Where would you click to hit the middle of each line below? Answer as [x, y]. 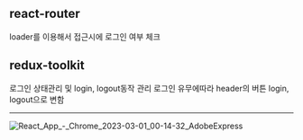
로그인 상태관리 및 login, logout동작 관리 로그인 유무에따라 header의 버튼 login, [149, 88]
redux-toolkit [47, 66]
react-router [45, 14]
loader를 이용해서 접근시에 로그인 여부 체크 [85, 36]
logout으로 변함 [37, 99]
